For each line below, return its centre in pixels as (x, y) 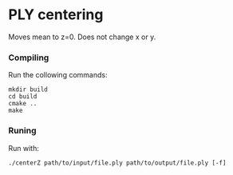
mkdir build (28, 89)
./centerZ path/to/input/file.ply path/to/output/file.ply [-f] (117, 163)
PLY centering (56, 15)
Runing (23, 131)
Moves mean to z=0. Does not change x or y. (82, 37)
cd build (23, 97)
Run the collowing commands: (58, 75)
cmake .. (23, 104)
